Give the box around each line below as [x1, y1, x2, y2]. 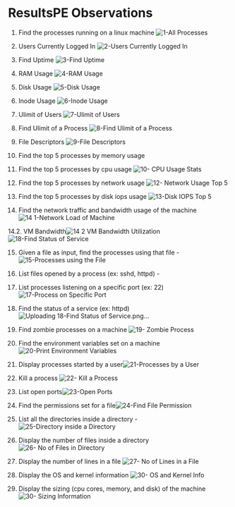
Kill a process [18, 374, 59, 382]
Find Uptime [18, 55, 54, 64]
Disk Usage [18, 83, 52, 91]
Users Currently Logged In [18, 42, 96, 50]
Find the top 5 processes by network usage [18, 178, 145, 187]
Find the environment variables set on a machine [18, 338, 161, 347]
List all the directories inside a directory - [18, 415, 138, 423]
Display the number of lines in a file [18, 457, 121, 465]
